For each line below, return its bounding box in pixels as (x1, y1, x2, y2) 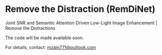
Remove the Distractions (5, 25, 56, 31)
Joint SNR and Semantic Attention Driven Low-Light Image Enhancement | (5, 20, 158, 26)
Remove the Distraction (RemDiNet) (5, 3, 156, 15)
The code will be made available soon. (5, 35, 84, 41)
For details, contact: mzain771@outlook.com (5, 44, 96, 50)
